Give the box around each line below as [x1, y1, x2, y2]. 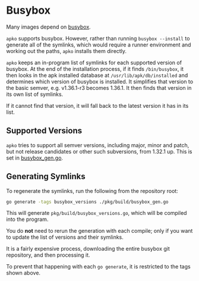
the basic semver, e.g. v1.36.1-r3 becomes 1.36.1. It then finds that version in [6, 84, 192, 91]
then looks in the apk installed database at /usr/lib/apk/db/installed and [6, 71, 188, 79]
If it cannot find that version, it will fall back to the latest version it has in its [6, 102, 189, 109]
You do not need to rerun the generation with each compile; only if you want [6, 227, 193, 235]
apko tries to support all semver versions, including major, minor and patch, [6, 141, 189, 149]
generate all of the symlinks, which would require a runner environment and [6, 41, 191, 48]
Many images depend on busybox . [6, 23, 91, 30]
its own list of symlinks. [6, 90, 64, 98]
